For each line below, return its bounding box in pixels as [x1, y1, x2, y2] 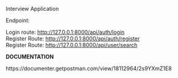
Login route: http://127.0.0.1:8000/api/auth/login [5, 28, 125, 36]
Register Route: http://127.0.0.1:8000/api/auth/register [5, 35, 140, 42]
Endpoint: [5, 17, 30, 24]
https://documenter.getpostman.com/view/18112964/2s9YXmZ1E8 [5, 65, 172, 72]
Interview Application [5, 5, 59, 12]
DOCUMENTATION [5, 53, 54, 60]
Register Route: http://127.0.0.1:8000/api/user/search [5, 42, 138, 48]
